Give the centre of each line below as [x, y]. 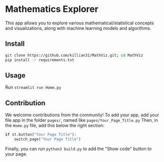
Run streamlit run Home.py [33, 87]
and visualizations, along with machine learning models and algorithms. [78, 28]
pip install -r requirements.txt [40, 60]
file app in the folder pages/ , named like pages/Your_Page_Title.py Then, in [82, 120]
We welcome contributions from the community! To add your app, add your [82, 115]
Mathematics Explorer [52, 9]
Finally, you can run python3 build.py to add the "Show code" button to [79, 149]
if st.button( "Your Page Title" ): [41, 135]
